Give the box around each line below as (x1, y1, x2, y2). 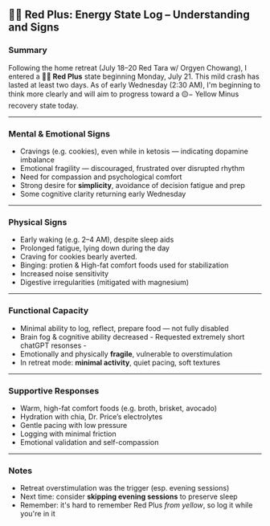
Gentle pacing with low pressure (19, 420, 128, 430)
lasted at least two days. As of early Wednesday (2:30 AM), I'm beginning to (8, 80, 261, 89)
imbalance (19, 154, 55, 165)
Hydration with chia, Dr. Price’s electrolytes (19, 411, 163, 422)
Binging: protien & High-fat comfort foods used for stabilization (19, 260, 229, 270)
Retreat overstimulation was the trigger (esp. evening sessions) (19, 483, 230, 493)
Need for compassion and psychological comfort (19, 172, 182, 181)
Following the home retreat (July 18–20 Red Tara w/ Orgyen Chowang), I (8, 63, 247, 72)
